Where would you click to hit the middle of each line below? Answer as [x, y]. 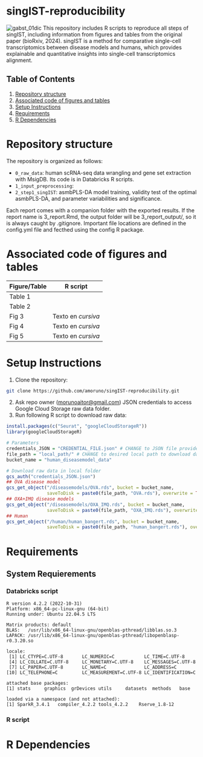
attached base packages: [37, 684]
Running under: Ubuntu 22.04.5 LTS [51, 614]
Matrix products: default [39, 625]
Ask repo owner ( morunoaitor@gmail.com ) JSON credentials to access [103, 402]
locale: [16, 651]
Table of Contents [41, 79]
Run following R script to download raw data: [71, 415]
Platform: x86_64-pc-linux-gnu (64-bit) [58, 609]
